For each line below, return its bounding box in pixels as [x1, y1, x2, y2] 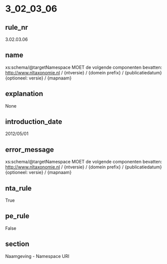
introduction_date [5, 118, 62, 126]
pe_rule [5, 212, 30, 220]
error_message [5, 145, 54, 154]
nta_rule [5, 184, 32, 193]
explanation [5, 90, 43, 98]
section [5, 240, 29, 248]
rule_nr [5, 23, 29, 32]
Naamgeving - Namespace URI [5, 253, 69, 259]
